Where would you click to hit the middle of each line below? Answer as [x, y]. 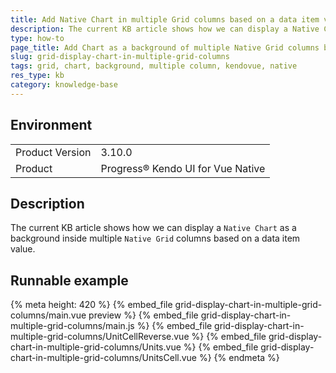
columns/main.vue [48, 315]
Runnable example [69, 280]
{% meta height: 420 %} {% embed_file [91, 305]
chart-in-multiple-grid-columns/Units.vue [96, 347]
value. [23, 249]
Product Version [53, 152]
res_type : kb [37, 76]
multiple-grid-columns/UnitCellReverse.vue [100, 337]
